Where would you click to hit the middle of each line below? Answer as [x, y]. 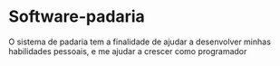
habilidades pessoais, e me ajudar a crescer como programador [128, 51]
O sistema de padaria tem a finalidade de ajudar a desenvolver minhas [140, 42]
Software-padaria [77, 17]
